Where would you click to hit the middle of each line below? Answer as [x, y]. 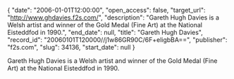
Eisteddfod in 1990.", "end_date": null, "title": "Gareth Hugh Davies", [105, 32]
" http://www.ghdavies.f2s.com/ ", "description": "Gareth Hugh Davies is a [113, 17]
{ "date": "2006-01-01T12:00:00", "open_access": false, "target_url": [106, 10]
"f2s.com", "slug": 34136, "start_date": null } [71, 47]
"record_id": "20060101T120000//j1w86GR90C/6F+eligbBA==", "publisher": [117, 40]
